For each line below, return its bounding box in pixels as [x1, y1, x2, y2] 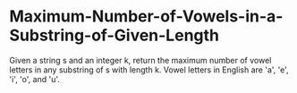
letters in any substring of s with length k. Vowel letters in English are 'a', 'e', [9, 64, 289, 75]
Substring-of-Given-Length [9, 25, 220, 46]
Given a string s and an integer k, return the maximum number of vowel [9, 55, 272, 65]
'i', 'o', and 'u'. [9, 73, 61, 84]
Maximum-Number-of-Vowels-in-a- [9, 6, 284, 27]
